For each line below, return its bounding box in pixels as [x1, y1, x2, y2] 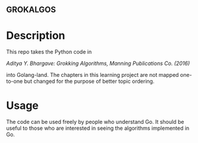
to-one [6, 77, 23, 85]
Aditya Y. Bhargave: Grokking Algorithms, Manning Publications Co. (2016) [6, 60, 190, 67]
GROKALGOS [6, 5, 56, 15]
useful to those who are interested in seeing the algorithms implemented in [6, 125, 190, 132]
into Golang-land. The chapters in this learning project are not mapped [6, 71, 180, 79]
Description [6, 29, 65, 42]
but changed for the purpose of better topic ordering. [24, 77, 155, 85]
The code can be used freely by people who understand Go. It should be [6, 119, 184, 126]
